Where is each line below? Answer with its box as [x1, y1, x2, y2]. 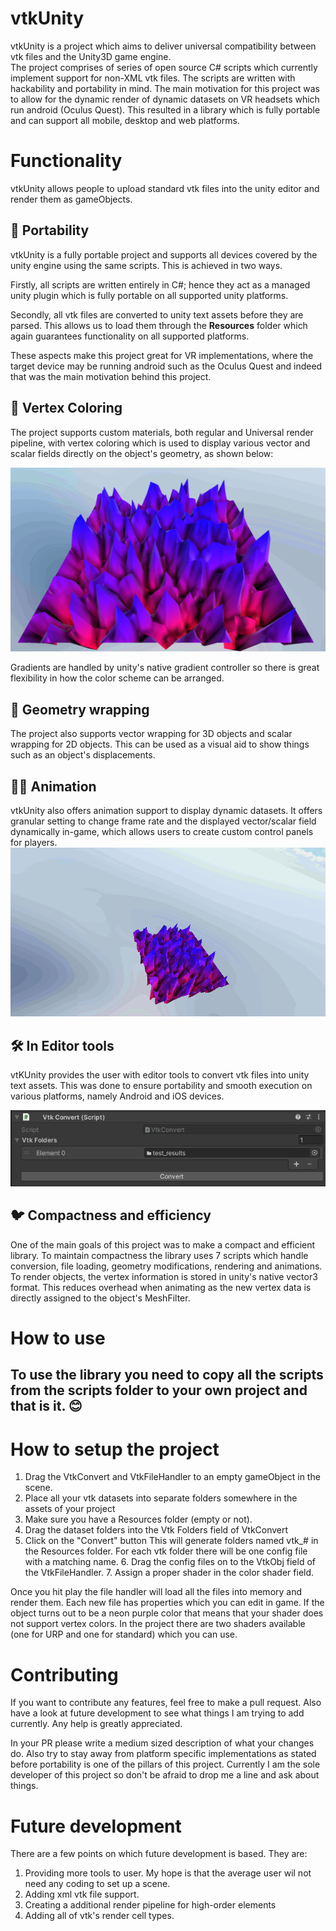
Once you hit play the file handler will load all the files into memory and [10, 1586, 303, 1598]
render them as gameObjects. [10, 193, 133, 205]
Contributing [10, 1663, 119, 1686]
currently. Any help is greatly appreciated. [10, 1718, 183, 1730]
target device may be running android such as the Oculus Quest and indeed [10, 360, 323, 372]
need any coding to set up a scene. [24, 1878, 171, 1890]
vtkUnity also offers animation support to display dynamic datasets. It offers [10, 804, 323, 816]
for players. [10, 836, 58, 848]
